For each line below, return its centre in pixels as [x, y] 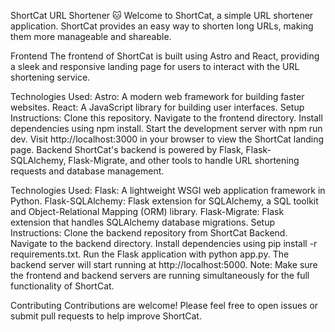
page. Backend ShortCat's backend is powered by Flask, [127, 149]
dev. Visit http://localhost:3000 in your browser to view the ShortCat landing [167, 139]
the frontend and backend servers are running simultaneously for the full [160, 275]
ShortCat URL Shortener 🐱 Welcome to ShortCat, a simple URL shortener [162, 15]
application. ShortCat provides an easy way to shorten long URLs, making [162, 26]
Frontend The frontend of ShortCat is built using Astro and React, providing [165, 56]
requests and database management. [87, 171]
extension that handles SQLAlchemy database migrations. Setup [143, 222]
